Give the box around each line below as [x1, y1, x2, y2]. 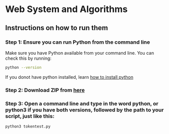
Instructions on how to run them [5, 24, 108, 32]
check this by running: [5, 55, 52, 61]
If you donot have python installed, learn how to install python [5, 74, 134, 80]
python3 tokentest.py [5, 124, 51, 129]
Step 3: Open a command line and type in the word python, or [5, 100, 159, 107]
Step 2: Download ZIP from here [5, 86, 85, 93]
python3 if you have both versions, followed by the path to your [5, 106, 164, 113]
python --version [5, 65, 42, 70]
